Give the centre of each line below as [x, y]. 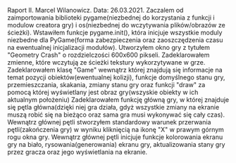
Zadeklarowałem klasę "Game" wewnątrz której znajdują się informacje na [115, 70]
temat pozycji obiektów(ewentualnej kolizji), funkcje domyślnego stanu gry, [116, 77]
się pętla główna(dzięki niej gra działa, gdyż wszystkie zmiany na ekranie [113, 107]
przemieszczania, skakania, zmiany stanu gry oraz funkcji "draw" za [106, 85]
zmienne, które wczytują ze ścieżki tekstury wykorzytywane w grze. [106, 62]
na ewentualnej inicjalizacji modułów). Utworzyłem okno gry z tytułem [108, 47]
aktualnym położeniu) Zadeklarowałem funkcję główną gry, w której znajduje [118, 100]
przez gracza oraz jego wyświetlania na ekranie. [77, 152]
